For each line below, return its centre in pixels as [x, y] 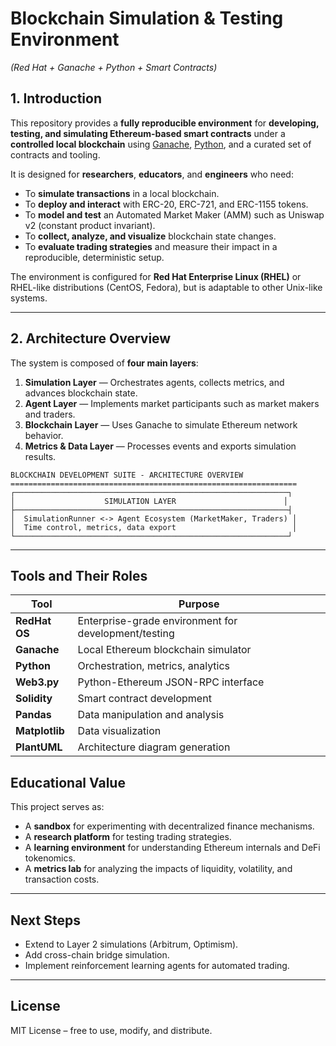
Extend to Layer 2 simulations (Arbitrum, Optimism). [131, 944]
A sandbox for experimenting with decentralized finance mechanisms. [169, 826]
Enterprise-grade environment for [157, 621]
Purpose [199, 604]
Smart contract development [144, 699]
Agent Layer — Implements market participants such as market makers [172, 403]
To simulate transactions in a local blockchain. [122, 193]
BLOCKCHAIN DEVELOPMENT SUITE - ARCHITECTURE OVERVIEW [127, 475]
